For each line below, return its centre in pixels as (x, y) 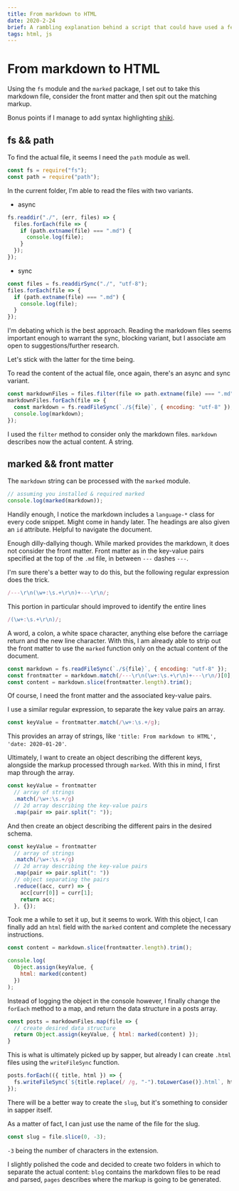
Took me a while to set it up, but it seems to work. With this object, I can (113, 920)
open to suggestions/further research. (63, 345)
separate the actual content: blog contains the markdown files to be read (114, 1172)
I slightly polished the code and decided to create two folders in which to (114, 1164)
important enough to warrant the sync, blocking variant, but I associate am (117, 338)
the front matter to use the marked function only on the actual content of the (118, 648)
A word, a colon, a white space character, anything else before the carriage (118, 633)
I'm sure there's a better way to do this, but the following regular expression (118, 572)
